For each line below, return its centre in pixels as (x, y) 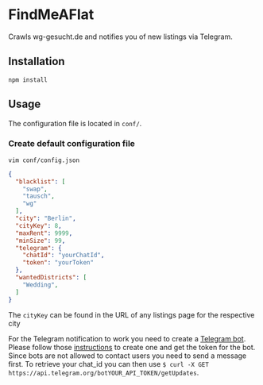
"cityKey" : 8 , (39, 225)
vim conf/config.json (44, 160)
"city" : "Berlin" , (46, 219)
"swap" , (35, 189)
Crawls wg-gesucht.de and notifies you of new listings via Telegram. (120, 37)
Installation (37, 62)
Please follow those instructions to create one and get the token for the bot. (132, 347)
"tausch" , (39, 196)
